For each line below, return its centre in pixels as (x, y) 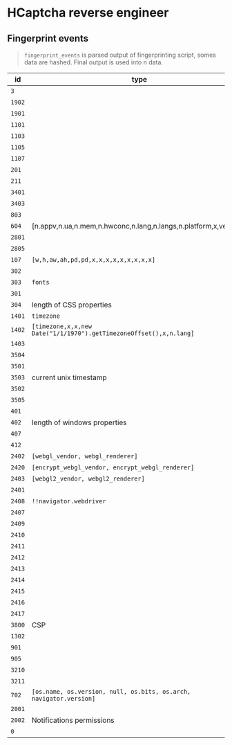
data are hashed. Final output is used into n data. (94, 62)
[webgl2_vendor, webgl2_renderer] (88, 479)
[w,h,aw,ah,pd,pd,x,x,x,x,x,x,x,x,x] (94, 260)
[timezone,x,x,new (61, 326)
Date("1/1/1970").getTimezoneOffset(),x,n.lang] (113, 333)
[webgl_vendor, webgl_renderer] (85, 456)
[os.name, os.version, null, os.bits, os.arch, (111, 691)
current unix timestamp (69, 377)
